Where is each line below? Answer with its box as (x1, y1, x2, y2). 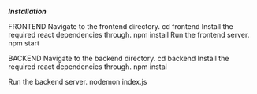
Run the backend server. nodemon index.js (8, 78, 147, 86)
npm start (8, 38, 40, 48)
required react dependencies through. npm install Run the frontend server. (8, 31, 250, 39)
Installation (8, 7, 47, 16)
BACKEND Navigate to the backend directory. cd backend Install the (8, 54, 229, 63)
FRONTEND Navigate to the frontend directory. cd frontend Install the (8, 22, 234, 31)
